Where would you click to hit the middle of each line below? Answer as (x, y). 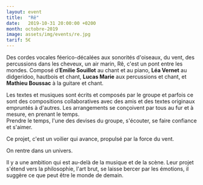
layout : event (24, 12)
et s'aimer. (19, 127)
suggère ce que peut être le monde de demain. (65, 175)
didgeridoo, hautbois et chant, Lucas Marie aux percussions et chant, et (96, 77)
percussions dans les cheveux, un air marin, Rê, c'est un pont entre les (95, 64)
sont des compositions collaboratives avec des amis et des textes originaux (101, 101)
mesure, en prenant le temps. (43, 114)
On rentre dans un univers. (40, 150)
